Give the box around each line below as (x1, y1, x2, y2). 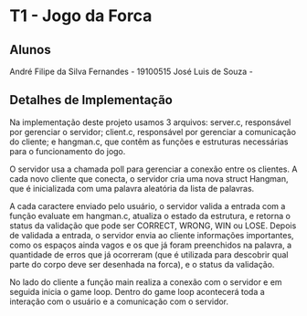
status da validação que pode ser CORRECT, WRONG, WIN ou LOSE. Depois (9, 220, 297, 231)
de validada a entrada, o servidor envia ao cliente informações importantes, (9, 229, 294, 240)
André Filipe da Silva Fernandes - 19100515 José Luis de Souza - (9, 66, 253, 77)
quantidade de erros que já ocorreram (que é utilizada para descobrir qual (9, 248, 289, 260)
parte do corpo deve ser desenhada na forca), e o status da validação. (9, 258, 275, 269)
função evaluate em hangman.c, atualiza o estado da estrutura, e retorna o (9, 210, 291, 221)
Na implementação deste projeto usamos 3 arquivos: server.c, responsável (9, 116, 291, 128)
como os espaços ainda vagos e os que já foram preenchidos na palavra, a (9, 239, 292, 250)
